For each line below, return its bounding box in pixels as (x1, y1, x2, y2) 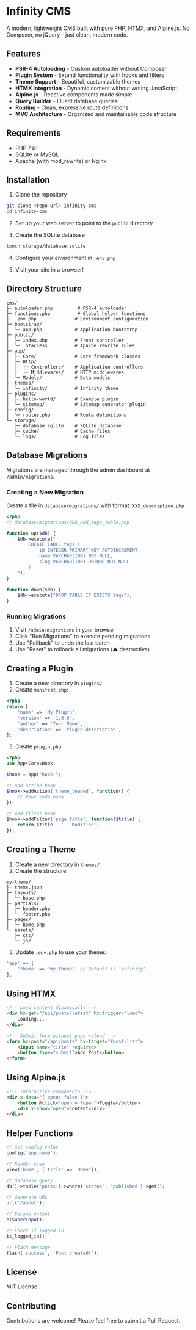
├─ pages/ (6, 916, 32, 922)
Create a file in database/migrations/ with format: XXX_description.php (6, 502, 184, 509)
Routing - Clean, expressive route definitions (15, 104, 129, 111)
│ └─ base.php (6, 895, 45, 901)
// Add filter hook (6, 811, 56, 817)
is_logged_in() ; (6, 1233, 48, 1240)
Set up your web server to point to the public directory (15, 220, 153, 227)
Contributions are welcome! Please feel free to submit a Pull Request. (6, 1317, 181, 1325)
